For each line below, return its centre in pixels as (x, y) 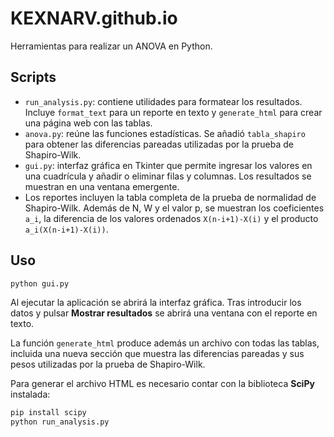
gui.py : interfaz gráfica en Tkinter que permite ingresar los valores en (168, 165)
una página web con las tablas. (88, 123)
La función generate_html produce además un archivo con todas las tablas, (165, 343)
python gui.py (40, 283)
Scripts (33, 77)
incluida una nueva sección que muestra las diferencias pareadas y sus (157, 354)
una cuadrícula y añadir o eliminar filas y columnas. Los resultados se (168, 176)
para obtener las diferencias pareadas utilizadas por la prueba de (159, 144)
